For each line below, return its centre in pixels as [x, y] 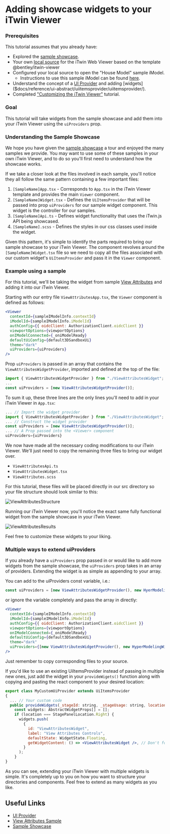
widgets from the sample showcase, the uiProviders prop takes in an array [83, 566]
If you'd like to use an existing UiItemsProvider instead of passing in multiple [85, 671]
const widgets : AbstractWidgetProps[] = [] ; [62, 710]
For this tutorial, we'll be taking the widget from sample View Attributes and [83, 282]
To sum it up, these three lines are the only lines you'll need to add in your [82, 398]
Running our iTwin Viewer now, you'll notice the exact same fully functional [83, 511]
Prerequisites [22, 36]
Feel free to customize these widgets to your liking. [58, 536]
